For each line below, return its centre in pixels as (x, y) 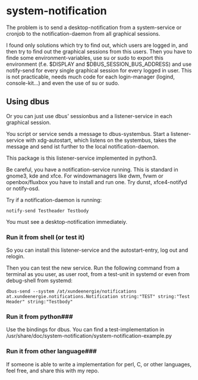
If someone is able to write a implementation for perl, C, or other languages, (99, 364)
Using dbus (28, 102)
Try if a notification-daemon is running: (54, 199)
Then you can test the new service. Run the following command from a (93, 268)
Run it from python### (40, 316)
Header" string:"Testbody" (40, 302)
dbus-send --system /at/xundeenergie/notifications (71, 292)
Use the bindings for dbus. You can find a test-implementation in (85, 330)
